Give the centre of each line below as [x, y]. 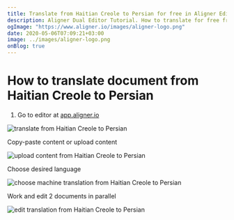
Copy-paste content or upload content [62, 142]
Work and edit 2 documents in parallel [62, 196]
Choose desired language [44, 169]
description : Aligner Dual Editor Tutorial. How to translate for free [113, 20]
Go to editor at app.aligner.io [58, 115]
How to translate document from [103, 81]
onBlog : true [26, 46]
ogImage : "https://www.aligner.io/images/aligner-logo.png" [96, 27]
